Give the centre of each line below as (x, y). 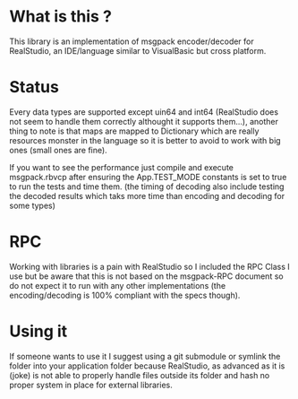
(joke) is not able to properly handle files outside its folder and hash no (140, 375)
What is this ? (60, 17)
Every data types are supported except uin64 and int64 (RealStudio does (144, 112)
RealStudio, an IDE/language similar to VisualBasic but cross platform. (138, 50)
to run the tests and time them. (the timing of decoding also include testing (147, 186)
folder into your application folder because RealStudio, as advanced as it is (147, 366)
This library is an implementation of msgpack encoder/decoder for (132, 41)
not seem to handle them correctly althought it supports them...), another (144, 121)
